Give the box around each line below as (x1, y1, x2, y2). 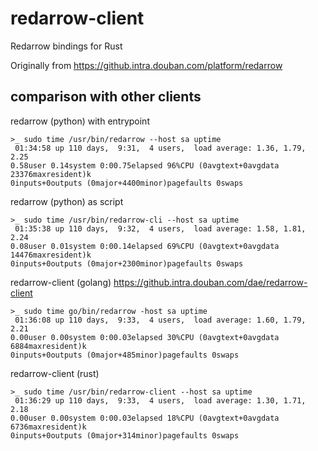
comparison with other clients (10, 88, 202, 106)
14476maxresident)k (10, 250, 92, 260)
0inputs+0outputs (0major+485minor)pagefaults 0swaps (10, 350, 240, 360)
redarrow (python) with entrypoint (10, 115, 150, 127)
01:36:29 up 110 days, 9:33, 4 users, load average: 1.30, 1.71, (14, 395, 307, 406)
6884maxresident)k (10, 341, 87, 351)
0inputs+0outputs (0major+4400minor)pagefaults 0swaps (10, 178, 244, 188)
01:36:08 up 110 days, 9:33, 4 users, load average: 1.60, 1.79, (14, 315, 307, 325)
